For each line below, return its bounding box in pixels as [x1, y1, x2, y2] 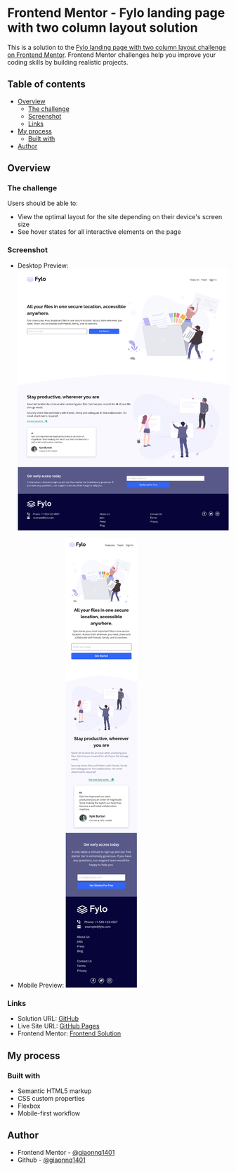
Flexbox [17, 1101, 41, 1111]
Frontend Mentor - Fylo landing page [7, 5, 225, 21]
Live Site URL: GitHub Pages [17, 1022, 100, 1031]
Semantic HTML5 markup [17, 1087, 92, 1095]
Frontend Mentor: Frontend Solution [17, 1029, 122, 1038]
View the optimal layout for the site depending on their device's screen [17, 213, 223, 221]
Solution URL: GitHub [17, 1014, 79, 1023]
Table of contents [7, 79, 86, 91]
